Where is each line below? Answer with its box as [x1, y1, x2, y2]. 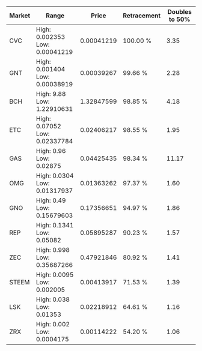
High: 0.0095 [35, 271, 74, 278]
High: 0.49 [35, 196, 66, 205]
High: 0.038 [35, 295, 70, 304]
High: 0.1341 [35, 221, 74, 229]
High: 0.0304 [35, 172, 74, 179]
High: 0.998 [35, 246, 70, 254]
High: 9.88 [35, 90, 66, 98]
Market [9, 11, 31, 20]
